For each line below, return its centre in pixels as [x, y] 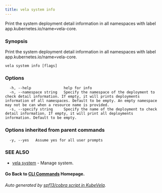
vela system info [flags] [31, 66]
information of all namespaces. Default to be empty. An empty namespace [81, 101]
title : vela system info [30, 9]
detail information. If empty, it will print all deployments [69, 114]
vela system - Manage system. [43, 163]
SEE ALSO [17, 152]
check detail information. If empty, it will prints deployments [72, 97]
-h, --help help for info [51, 88]
